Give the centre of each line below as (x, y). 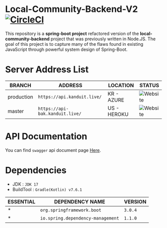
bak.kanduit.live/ (60, 114)
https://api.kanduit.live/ (70, 97)
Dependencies (36, 170)
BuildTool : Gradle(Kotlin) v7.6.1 (47, 189)
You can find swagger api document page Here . (53, 150)
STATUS (149, 85)
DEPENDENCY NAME (80, 202)
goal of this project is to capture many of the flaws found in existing (74, 44)
